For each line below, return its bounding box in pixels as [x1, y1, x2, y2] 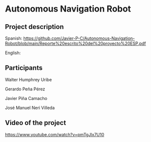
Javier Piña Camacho [5, 95, 47, 101]
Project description [5, 23, 64, 31]
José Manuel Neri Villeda [5, 105, 55, 111]
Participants [5, 64, 42, 72]
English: [5, 50, 21, 56]
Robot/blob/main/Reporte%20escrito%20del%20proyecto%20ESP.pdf [5, 41, 146, 46]
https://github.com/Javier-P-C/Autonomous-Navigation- [23, 35, 135, 41]
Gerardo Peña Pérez [5, 86, 45, 92]
